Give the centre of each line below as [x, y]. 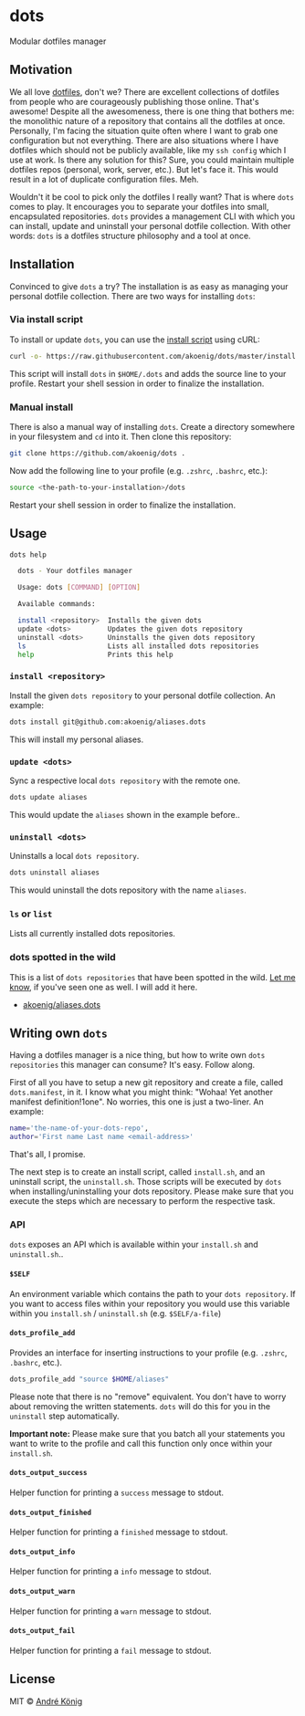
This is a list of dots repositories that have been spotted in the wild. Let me [152, 977]
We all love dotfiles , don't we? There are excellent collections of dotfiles [145, 91]
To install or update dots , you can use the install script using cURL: [135, 340]
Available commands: [57, 604]
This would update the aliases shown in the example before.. [125, 814]
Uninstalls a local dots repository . [74, 856]
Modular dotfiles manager [58, 41]
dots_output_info [42, 1552]
